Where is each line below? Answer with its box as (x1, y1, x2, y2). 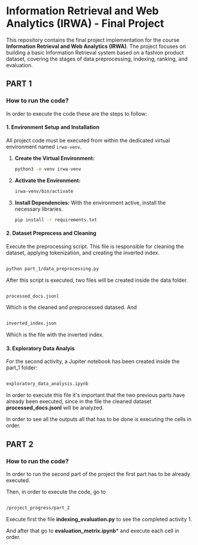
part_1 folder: (6, 364, 37, 371)
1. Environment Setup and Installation (6, 123, 99, 131)
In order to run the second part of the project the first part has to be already (6, 470, 190, 478)
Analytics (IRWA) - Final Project (6, 17, 164, 30)
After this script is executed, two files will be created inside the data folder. (6, 276, 188, 283)
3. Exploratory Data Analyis (6, 345, 75, 352)
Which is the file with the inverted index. (6, 331, 104, 339)
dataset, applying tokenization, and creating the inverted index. (6, 249, 160, 256)
